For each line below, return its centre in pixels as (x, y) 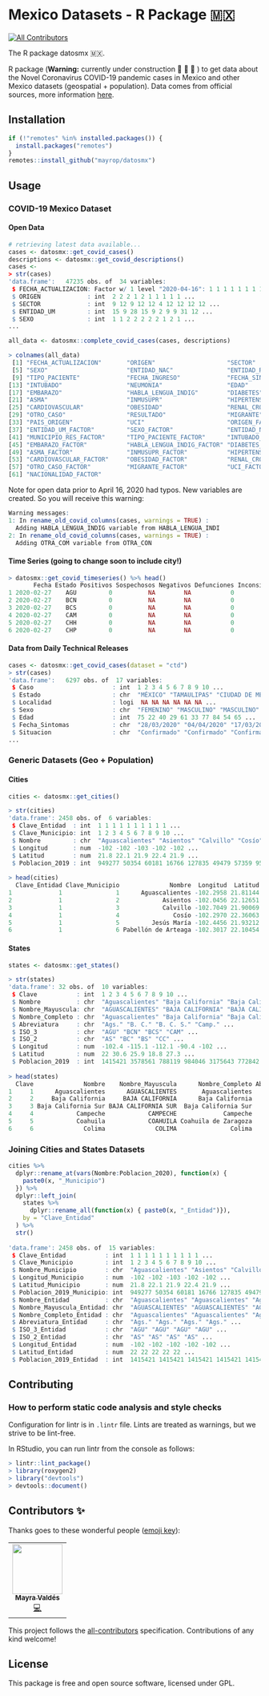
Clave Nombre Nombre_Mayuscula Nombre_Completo (134, 1084)
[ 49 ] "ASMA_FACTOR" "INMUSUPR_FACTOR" (98, 452)
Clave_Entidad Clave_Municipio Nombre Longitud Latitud (138, 886)
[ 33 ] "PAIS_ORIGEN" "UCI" (77, 422)
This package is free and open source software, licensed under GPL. (122, 1683)
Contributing (41, 1385)
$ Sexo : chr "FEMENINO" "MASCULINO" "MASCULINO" (136, 710)
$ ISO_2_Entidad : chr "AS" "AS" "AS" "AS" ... (112, 1337)
